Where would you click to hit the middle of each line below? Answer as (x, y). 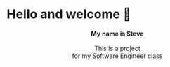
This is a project (117, 48)
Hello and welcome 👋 (69, 14)
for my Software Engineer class (117, 56)
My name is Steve (117, 33)
